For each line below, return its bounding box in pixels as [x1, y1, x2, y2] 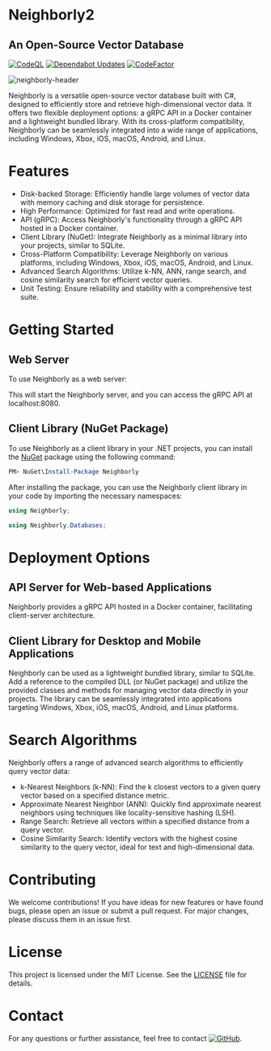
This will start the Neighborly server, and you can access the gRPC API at [8, 389, 253, 399]
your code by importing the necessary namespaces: [8, 491, 183, 500]
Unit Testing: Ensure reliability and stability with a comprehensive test [19, 283, 252, 293]
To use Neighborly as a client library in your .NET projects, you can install [8, 443, 253, 453]
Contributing [8, 870, 96, 889]
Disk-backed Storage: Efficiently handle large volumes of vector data [19, 189, 250, 198]
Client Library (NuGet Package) [8, 422, 169, 436]
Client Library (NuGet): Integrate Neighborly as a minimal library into [19, 232, 248, 241]
